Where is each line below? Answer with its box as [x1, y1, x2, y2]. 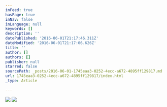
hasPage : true [5, 12, 36, 17]
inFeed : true [5, 7, 33, 13]
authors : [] [5, 54, 30, 60]
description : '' [5, 31, 40, 36]
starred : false [5, 64, 38, 69]
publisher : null [5, 59, 40, 64]
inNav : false [5, 17, 33, 22]
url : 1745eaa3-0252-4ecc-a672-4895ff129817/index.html [5, 74, 124, 79]
